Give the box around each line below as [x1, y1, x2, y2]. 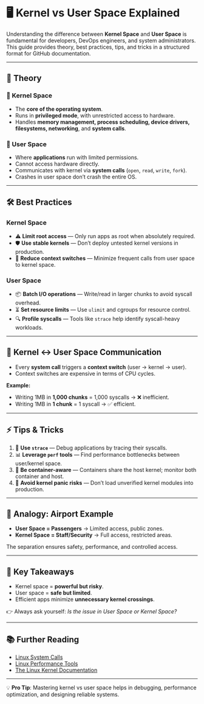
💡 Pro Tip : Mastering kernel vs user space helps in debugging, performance [6, 684, 197, 691]
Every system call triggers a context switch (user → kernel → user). [15, 363, 187, 370]
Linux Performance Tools [15, 660, 78, 667]
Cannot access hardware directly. [15, 160, 100, 167]
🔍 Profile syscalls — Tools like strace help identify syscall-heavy [15, 315, 180, 322]
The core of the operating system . [15, 105, 103, 113]
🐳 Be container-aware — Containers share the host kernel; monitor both [15, 466, 197, 473]
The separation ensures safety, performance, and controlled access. [6, 543, 178, 551]
